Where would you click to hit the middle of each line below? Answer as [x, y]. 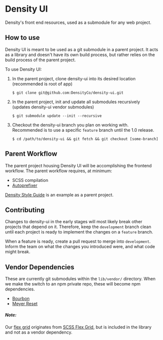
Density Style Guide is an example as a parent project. [59, 195]
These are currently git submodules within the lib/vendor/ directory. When [80, 279]
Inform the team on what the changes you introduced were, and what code [80, 247]
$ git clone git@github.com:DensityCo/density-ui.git [68, 93]
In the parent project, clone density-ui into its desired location [74, 78]
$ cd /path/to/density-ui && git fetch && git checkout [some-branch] [85, 139]
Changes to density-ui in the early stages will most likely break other [74, 222]
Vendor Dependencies [40, 267]
